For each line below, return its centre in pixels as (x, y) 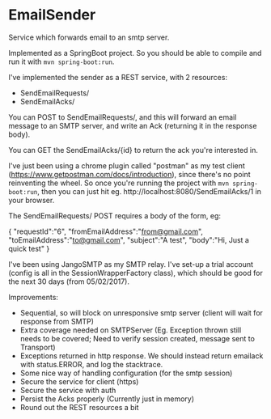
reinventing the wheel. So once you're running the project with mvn (119, 183)
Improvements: (34, 297)
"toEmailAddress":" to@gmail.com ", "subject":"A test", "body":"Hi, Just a (129, 239)
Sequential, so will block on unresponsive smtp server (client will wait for (141, 312)
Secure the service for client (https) (79, 381)
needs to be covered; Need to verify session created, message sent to (137, 338)
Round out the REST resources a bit (79, 407)
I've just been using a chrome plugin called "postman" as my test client (127, 165)
